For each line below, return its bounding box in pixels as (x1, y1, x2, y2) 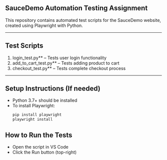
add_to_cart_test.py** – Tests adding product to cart (12, 60, 120, 66)
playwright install (12, 117, 53, 122)
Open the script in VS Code (12, 144, 69, 150)
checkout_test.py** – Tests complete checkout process (12, 65, 126, 71)
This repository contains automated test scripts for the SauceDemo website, (5, 17, 162, 23)
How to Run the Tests (5, 131, 73, 139)
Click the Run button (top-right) (12, 149, 77, 155)
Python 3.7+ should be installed (12, 97, 78, 103)
